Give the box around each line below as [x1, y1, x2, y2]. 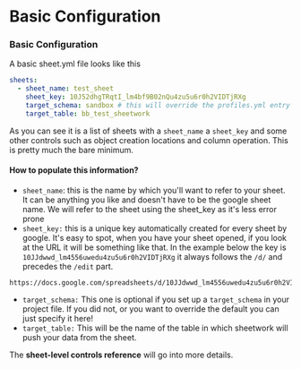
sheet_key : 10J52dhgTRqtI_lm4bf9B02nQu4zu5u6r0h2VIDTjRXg [25, 92, 246, 102]
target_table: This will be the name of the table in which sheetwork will [21, 322, 288, 333]
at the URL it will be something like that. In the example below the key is [21, 242, 287, 253]
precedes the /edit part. [21, 262, 114, 272]
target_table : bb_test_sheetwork [25, 109, 150, 118]
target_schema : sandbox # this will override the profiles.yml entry [25, 101, 291, 110]
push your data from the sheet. [21, 332, 137, 343]
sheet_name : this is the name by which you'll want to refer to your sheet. [21, 185, 286, 196]
